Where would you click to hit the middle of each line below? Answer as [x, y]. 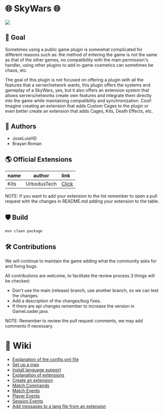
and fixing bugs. [21, 266]
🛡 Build [17, 217]
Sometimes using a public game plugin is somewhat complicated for [74, 49]
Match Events [26, 390]
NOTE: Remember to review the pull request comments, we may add [74, 321]
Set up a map [25, 364]
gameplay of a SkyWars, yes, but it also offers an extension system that [77, 90]
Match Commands [31, 385]
